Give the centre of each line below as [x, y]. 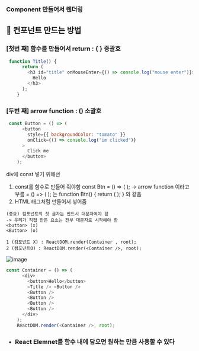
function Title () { [33, 61]
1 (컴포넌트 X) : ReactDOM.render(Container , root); [71, 242]
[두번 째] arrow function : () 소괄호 [54, 111]
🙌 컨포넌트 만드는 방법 [44, 31]
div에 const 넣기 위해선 [33, 174]
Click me [38, 151]
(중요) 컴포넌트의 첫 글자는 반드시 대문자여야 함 [57, 214]
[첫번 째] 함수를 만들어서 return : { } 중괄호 [63, 49]
